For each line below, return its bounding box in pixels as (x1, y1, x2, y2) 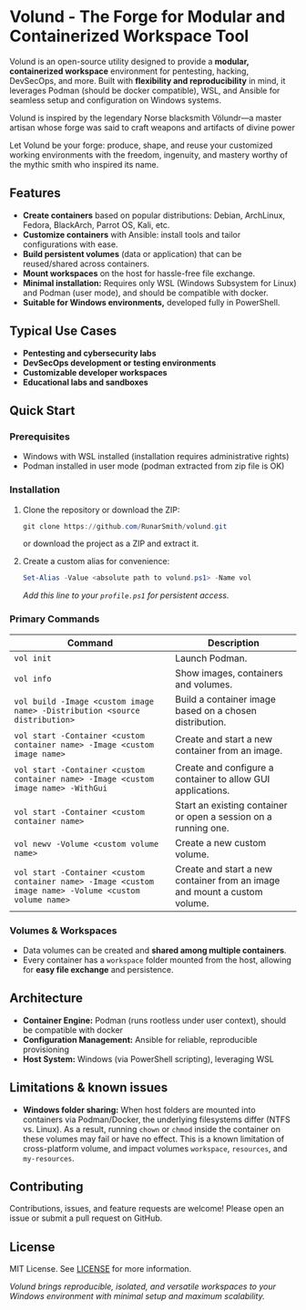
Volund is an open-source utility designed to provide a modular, (9, 56, 250, 67)
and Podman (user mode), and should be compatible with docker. (22, 287, 269, 298)
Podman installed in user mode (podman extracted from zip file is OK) (22, 460, 285, 471)
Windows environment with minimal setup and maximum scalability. (9, 1291, 266, 1302)
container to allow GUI (175, 772, 270, 785)
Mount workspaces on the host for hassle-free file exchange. (22, 267, 256, 279)
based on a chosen (175, 704, 257, 717)
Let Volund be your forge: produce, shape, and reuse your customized (9, 139, 273, 150)
